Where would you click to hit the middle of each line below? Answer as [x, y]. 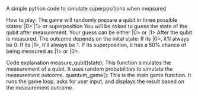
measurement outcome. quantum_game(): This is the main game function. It [99, 75]
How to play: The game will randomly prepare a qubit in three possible [92, 20]
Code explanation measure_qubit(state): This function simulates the [89, 62]
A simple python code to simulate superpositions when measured [86, 9]
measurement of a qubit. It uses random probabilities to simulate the [90, 69]
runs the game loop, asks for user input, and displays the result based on [95, 81]
